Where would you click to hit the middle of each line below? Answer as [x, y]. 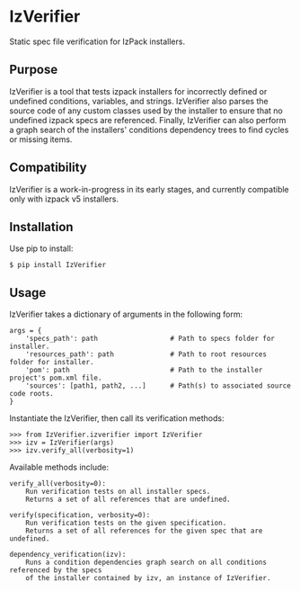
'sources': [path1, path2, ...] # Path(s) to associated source [159, 386]
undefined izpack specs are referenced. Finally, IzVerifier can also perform [148, 120]
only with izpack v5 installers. [64, 199]
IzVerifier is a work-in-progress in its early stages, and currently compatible [149, 189]
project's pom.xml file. [56, 378]
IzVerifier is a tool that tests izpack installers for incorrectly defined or [138, 91]
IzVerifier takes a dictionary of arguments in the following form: [126, 314]
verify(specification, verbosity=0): [80, 515]
